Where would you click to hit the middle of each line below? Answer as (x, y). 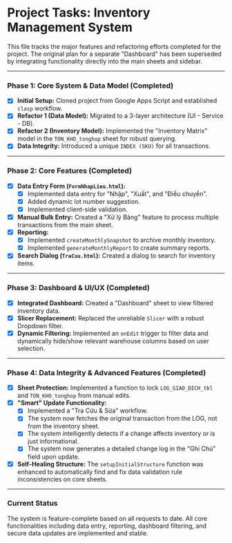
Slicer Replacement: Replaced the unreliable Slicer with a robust (110, 318)
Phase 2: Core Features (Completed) (70, 171)
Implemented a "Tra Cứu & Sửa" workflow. (88, 411)
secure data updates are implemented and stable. (78, 533)
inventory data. (39, 311)
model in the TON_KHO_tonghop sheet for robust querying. (97, 139)
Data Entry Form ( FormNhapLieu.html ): (71, 186)
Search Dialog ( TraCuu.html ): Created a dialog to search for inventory (116, 256)
